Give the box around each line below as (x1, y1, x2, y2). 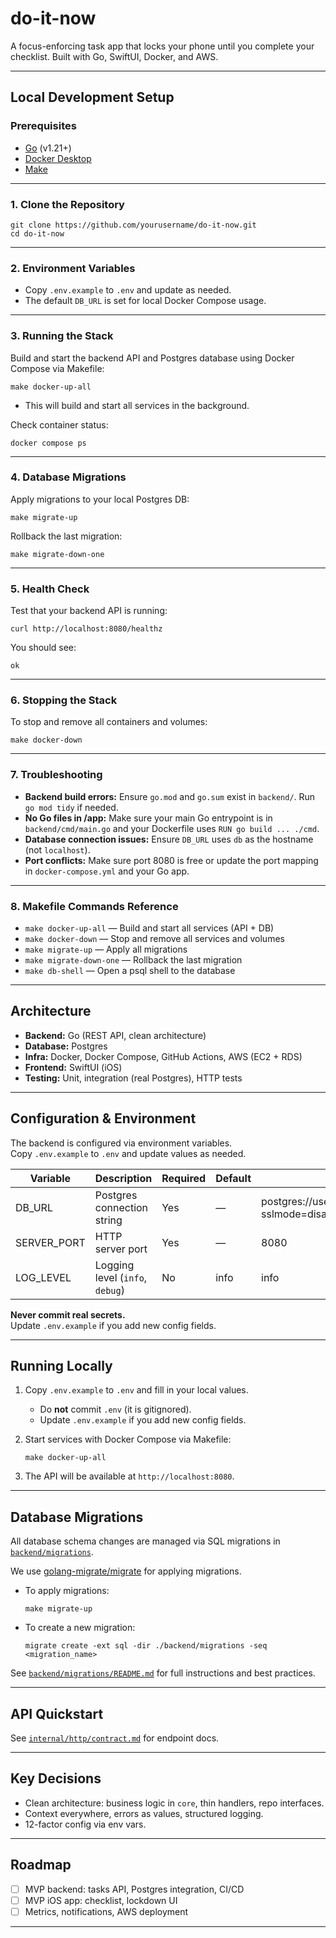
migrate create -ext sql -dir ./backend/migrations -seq (24, 1641, 268, 1651)
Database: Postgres (24, 1040, 108, 1052)
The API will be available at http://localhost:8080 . (24, 1470, 235, 1482)
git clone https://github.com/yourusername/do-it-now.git (10, 220, 257, 230)
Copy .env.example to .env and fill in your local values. (24, 1384, 249, 1396)
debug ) (94, 1283, 125, 1297)
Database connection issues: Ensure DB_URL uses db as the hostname (24, 833, 314, 845)
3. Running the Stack (10, 329, 114, 343)
